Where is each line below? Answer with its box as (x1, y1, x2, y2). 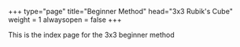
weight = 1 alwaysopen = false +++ (8, 15, 122, 24)
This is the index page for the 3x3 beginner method (8, 31, 175, 39)
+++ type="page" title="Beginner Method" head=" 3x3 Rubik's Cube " (8, 7, 234, 16)
